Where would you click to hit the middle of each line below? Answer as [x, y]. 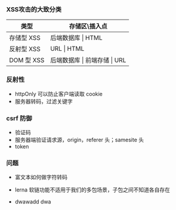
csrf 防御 [19, 118]
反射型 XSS [25, 49]
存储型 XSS [25, 38]
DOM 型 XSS [27, 60]
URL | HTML [67, 49]
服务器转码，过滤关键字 [44, 101]
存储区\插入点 [88, 26]
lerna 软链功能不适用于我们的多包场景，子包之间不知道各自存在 [92, 190]
